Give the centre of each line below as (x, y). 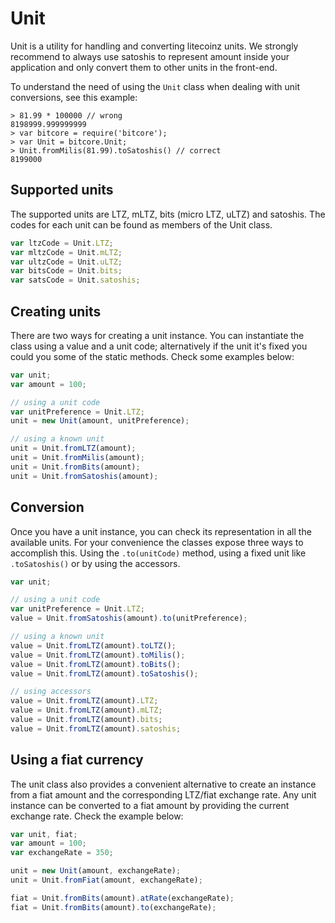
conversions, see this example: (74, 97)
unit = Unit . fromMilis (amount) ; (77, 458)
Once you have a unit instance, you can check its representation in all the (161, 531)
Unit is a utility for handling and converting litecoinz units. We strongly (154, 46)
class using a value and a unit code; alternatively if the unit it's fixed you (159, 346)
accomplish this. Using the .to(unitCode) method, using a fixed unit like (158, 553)
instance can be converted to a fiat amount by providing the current (150, 805)
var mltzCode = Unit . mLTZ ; (66, 252)
